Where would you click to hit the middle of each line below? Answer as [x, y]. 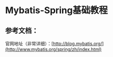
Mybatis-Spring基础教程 [56, 10]
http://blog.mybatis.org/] [78, 44]
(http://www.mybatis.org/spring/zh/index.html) [53, 49]
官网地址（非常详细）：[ [29, 44]
